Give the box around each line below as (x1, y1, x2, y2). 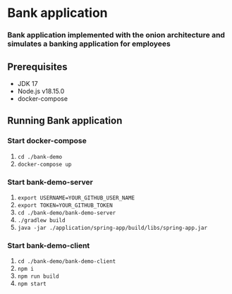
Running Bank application (7, 115, 123, 127)
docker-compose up (17, 161, 72, 168)
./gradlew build (17, 216, 66, 223)
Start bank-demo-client (7, 240, 90, 250)
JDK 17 (17, 79, 38, 87)
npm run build (17, 273, 59, 280)
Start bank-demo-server (7, 177, 93, 187)
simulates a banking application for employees (7, 39, 171, 49)
